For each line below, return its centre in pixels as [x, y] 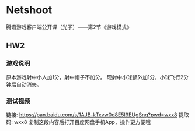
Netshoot [29, 10]
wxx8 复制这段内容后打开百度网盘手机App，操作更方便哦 [82, 122]
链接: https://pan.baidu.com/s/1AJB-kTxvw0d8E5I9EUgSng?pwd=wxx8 [92, 115]
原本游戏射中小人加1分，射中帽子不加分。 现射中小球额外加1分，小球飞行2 [95, 77]
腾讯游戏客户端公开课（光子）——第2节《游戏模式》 [69, 27]
